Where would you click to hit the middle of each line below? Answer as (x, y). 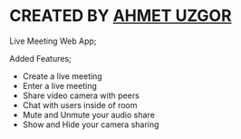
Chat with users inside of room (80, 104)
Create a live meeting (62, 76)
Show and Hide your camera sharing (91, 124)
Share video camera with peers (81, 95)
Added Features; (41, 58)
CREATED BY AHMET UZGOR (121, 16)
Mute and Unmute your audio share (89, 114)
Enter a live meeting (59, 85)
